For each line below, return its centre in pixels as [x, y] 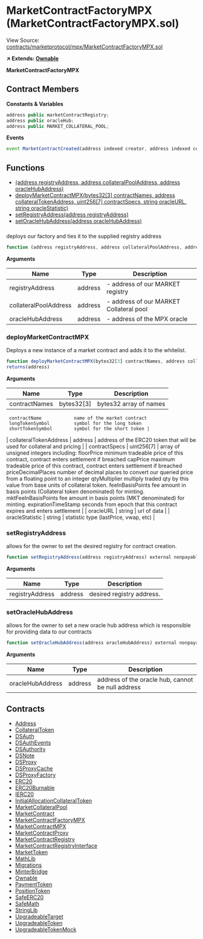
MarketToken [31, 852]
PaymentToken [34, 884]
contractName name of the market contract [78, 418]
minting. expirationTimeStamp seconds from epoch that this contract [92, 504]
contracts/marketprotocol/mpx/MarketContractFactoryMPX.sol [85, 47]
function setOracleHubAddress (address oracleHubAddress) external [92, 643]
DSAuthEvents [33, 743]
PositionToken [32, 891]
